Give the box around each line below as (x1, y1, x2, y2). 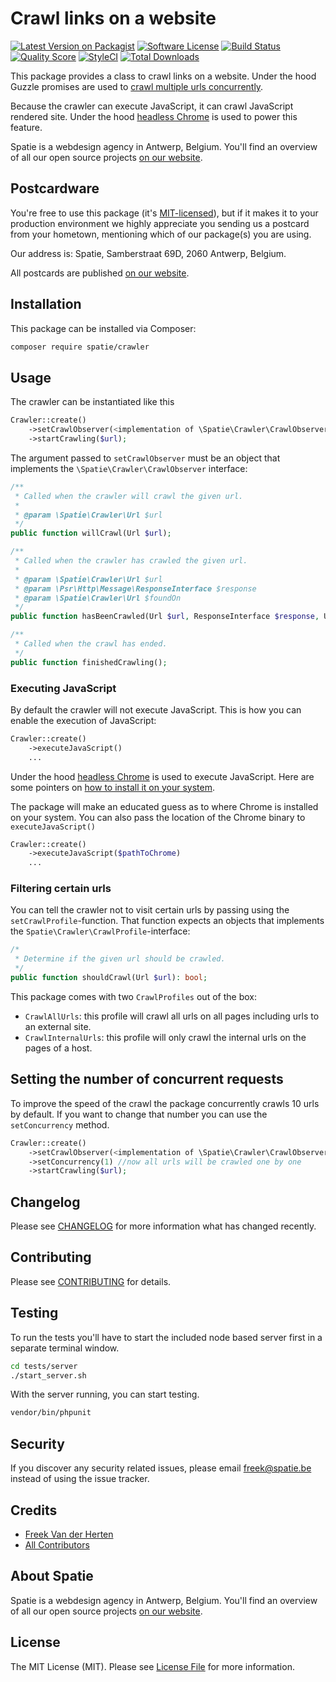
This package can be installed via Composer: (10, 322, 197, 334)
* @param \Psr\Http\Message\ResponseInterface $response (14, 583, 257, 594)
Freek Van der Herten (24, 1528, 114, 1540)
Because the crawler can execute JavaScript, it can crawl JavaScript (10, 100, 294, 112)
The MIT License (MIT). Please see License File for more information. (10, 1660, 295, 1672)
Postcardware (10, 180, 100, 197)
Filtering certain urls (10, 882, 112, 896)
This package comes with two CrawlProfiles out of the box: (10, 990, 257, 1002)
